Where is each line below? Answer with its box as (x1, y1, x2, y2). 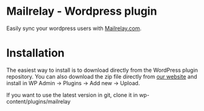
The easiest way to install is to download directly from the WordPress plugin (6, 66, 198, 74)
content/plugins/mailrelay (6, 98, 71, 105)
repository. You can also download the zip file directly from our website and (6, 72, 197, 80)
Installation (6, 46, 65, 60)
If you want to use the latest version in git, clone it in (6, 91, 138, 99)
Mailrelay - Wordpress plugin (6, 4, 157, 18)
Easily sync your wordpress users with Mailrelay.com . (6, 25, 142, 32)
